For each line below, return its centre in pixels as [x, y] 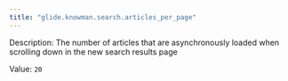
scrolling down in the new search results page [93, 52]
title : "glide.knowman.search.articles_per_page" [103, 17]
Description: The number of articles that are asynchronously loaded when [144, 42]
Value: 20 [26, 69]
